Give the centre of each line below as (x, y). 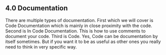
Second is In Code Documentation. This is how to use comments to (75, 31)
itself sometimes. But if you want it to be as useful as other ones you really (83, 41)
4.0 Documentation (37, 8)
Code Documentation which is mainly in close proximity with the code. (79, 25)
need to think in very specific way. (41, 46)
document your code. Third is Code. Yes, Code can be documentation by (82, 36)
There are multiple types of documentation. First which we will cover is (79, 20)
